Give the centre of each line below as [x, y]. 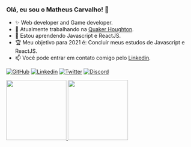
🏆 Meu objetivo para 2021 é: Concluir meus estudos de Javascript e [100, 43]
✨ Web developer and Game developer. [64, 23]
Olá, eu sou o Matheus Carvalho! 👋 [58, 10]
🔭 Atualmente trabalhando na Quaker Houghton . [74, 29]
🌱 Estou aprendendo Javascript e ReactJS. [68, 36]
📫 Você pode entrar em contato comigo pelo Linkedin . [83, 58]
